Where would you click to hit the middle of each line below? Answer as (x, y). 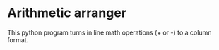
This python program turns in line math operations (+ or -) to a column (109, 32)
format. (18, 39)
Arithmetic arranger (67, 13)
